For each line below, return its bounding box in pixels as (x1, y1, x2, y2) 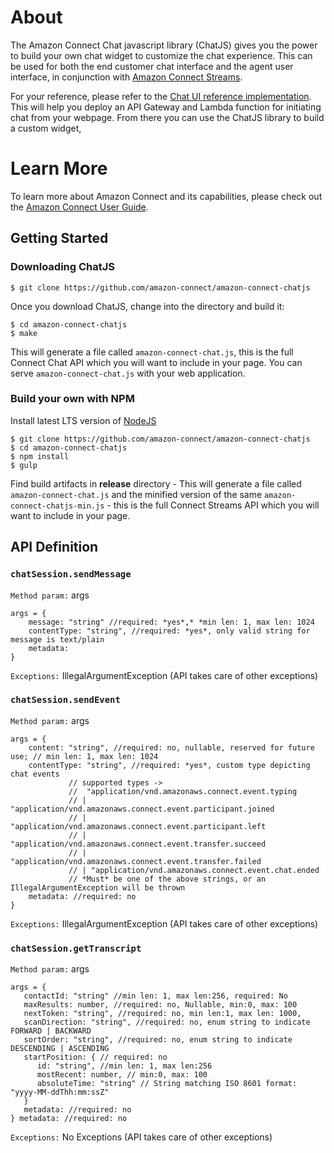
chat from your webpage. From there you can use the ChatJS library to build (10, 111, 325, 123)
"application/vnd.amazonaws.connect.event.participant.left (10, 821, 267, 831)
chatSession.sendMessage (10, 569, 132, 580)
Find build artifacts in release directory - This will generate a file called (10, 477, 302, 490)
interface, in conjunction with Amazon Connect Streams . (10, 71, 243, 83)
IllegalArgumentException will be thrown (10, 882, 186, 893)
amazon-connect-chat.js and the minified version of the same (10, 488, 263, 500)
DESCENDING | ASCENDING (10, 1044, 110, 1054)
